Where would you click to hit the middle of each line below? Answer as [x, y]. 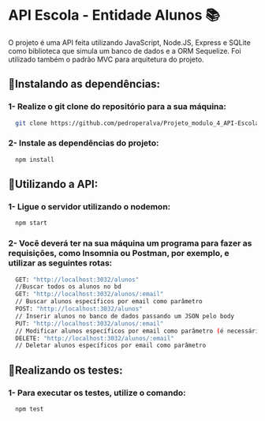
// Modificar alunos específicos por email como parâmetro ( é [119, 331]
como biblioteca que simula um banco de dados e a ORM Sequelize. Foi [125, 51]
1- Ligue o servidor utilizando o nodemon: [90, 206]
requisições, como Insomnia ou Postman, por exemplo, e [119, 254]
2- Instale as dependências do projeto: [84, 143]
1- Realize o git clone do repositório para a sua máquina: [117, 107]
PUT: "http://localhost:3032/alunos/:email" [90, 323]
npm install [35, 160]
